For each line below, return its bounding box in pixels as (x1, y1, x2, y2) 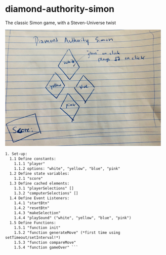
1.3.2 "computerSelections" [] (14, 191, 79, 196)
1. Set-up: (5, 152, 28, 157)
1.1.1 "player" (14, 161, 45, 166)
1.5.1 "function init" (14, 225, 61, 230)
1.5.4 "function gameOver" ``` (14, 245, 79, 250)
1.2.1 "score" (14, 176, 43, 181)
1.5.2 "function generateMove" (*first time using (14, 230, 121, 235)
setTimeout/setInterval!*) (5, 235, 61, 240)
